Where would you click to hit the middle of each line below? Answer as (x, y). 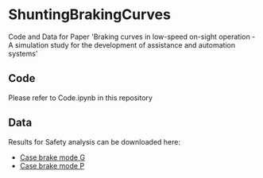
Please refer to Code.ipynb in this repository (81, 98)
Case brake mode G (52, 157)
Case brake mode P (52, 165)
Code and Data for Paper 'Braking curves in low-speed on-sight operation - (132, 37)
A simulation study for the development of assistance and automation (122, 44)
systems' (23, 53)
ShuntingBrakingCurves (89, 15)
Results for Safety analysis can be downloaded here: (95, 141)
